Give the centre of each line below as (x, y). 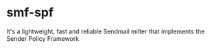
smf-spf (30, 13)
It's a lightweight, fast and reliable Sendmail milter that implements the (106, 31)
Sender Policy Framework (43, 38)
